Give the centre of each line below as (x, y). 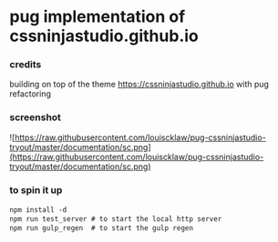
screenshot (36, 117)
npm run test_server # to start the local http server (116, 219)
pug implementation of (98, 17)
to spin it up (36, 190)
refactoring (31, 94)
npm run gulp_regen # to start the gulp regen (102, 228)
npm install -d (38, 210)
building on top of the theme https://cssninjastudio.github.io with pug (139, 85)
